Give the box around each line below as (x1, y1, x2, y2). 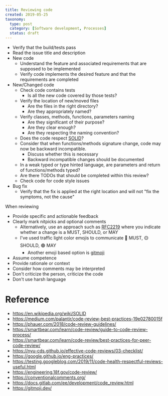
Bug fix (12, 183, 28, 189)
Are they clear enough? (27, 124, 76, 130)
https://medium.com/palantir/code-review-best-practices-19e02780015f (12, 316, 163, 322)
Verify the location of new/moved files (20, 98, 99, 103)
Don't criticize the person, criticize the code (12, 271, 103, 277)
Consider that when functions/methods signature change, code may (20, 141, 161, 146)
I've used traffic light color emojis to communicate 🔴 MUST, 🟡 (20, 235, 149, 241)
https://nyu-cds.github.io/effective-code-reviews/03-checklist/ (12, 347, 143, 354)
